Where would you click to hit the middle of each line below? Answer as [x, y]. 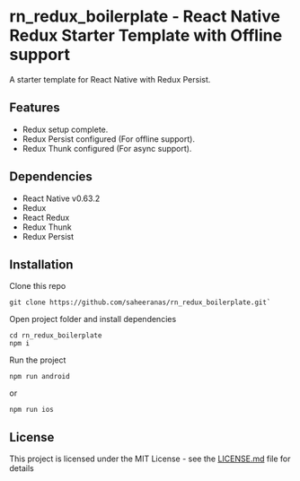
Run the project [38, 360]
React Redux [46, 217]
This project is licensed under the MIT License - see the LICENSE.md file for [150, 459]
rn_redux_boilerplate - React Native [145, 17]
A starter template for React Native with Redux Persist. [110, 79]
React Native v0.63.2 [61, 198]
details [22, 468]
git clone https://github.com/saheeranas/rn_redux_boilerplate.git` [140, 302]
